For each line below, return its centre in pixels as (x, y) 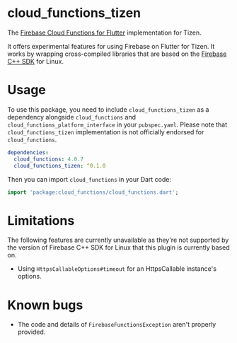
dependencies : (28, 152)
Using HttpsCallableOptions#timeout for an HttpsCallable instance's (117, 269)
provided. (31, 332)
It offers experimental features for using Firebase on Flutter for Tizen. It (111, 46)
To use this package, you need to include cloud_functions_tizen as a (108, 109)
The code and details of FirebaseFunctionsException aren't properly (117, 325)
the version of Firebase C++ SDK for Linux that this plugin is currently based (118, 248)
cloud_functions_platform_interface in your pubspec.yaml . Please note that (117, 124)
